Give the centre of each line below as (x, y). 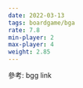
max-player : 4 (31, 45)
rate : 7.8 (24, 30)
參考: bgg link (30, 75)
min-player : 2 (31, 37)
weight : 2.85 (29, 52)
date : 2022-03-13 (36, 15)
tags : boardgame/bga (42, 23)
